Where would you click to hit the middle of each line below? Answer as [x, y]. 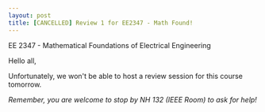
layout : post [30, 15]
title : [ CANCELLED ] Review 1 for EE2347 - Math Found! [101, 23]
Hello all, [23, 61]
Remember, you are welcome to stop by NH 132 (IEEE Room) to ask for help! [133, 99]
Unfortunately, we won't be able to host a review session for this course [126, 76]
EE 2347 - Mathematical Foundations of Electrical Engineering [110, 45]
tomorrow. [25, 84]
